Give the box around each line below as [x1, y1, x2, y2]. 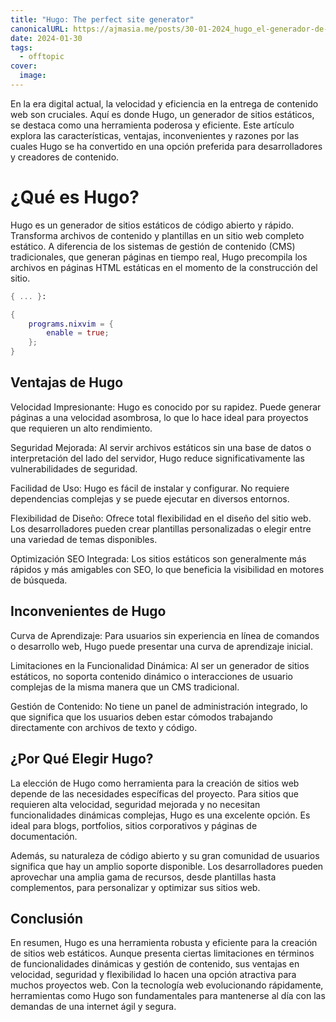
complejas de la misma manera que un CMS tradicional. [10, 681, 240, 693]
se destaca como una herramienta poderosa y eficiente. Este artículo [10, 119, 295, 131]
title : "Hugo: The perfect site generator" [10, 14, 195, 25]
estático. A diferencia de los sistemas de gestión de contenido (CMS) [10, 240, 296, 252]
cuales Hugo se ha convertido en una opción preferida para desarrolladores [10, 140, 323, 152]
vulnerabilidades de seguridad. [10, 462, 138, 475]
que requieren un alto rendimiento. [10, 422, 153, 434]
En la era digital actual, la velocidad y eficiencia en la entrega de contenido [10, 97, 319, 110]
